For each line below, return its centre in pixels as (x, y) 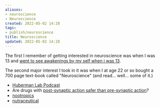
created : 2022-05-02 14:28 (33, 23)
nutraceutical (25, 101)
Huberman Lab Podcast (36, 85)
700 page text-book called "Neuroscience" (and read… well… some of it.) (79, 75)
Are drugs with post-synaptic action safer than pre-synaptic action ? (80, 90)
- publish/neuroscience (29, 32)
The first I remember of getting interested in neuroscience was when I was (80, 55)
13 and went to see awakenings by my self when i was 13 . (63, 61)
